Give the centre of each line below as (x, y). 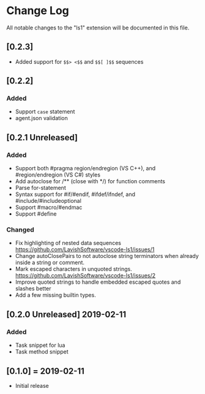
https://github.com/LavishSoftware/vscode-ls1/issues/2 (85, 276)
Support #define (36, 214)
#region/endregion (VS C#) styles (58, 175)
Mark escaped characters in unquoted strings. (74, 269)
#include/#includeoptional (48, 201)
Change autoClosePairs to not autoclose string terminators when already (107, 256)
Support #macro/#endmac (49, 207)
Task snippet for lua (40, 345)
